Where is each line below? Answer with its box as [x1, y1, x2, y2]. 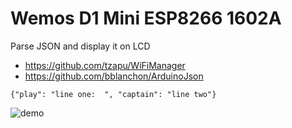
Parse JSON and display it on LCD [10, 40, 151, 52]
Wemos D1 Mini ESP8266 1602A [10, 7, 282, 30]
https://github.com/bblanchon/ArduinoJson [24, 70, 204, 82]
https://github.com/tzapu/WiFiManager [24, 59, 186, 71]
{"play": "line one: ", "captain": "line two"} [10, 89, 217, 99]
